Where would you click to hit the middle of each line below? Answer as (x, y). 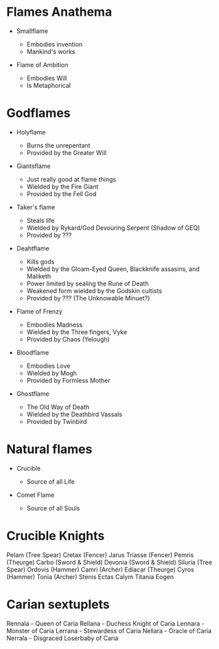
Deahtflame (33, 248)
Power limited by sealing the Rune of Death (88, 283)
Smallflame (32, 31)
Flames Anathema (59, 12)
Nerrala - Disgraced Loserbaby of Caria (62, 638)
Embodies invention (55, 44)
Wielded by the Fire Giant (62, 187)
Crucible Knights (56, 536)
